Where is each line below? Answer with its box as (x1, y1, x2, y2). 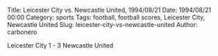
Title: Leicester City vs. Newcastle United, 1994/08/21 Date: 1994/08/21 (7, 6, 212, 14)
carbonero (7, 28, 37, 36)
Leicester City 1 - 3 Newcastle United (7, 41, 114, 49)
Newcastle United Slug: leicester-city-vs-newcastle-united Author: (7, 21, 198, 28)
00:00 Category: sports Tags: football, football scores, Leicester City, (7, 13, 206, 21)
